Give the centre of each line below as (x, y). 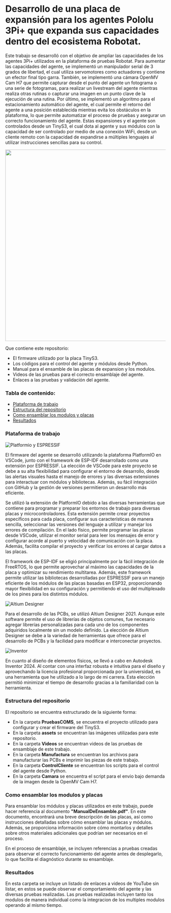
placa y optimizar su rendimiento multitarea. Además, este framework (78, 572)
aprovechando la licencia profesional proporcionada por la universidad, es (83, 671)
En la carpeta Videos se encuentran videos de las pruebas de (77, 743)
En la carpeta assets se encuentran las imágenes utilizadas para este (85, 733)
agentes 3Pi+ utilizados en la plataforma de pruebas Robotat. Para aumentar (85, 61)
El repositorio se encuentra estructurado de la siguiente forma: (71, 712)
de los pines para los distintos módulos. (47, 594)
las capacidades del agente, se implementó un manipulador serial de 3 (79, 66)
